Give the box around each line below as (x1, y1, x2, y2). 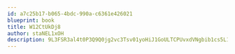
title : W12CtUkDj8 (7, 23, 61, 30)
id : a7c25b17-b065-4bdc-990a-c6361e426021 (7, 10, 133, 18)
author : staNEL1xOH (7, 29, 64, 37)
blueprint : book (7, 17, 55, 24)
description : (7, 36, 45, 43)
